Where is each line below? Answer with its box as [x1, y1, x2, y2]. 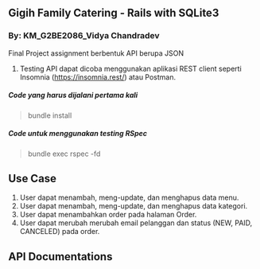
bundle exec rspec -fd [27, 149, 101, 158]
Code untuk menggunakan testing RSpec [8, 129, 148, 138]
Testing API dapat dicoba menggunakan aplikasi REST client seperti [19, 64, 243, 73]
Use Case [8, 172, 57, 185]
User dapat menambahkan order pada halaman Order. [19, 210, 197, 220]
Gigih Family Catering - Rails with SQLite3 [8, 6, 219, 20]
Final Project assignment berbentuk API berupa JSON [8, 48, 184, 58]
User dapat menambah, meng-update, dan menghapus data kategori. [19, 201, 248, 211]
